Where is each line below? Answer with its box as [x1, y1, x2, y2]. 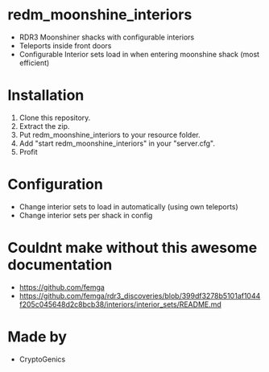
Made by [7, 328, 68, 345]
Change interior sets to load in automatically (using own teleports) [19, 201, 238, 211]
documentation [7, 256, 113, 274]
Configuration [7, 176, 104, 194]
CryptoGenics [19, 354, 66, 364]
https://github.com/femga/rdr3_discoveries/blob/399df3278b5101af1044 [19, 291, 261, 300]
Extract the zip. [19, 121, 70, 130]
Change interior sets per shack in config [19, 210, 153, 220]
